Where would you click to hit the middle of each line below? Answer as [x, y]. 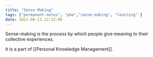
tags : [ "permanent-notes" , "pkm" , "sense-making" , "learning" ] [74, 15]
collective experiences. [30, 39]
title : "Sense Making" [29, 10]
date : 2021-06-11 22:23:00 [34, 19]
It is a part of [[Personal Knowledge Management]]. [59, 49]
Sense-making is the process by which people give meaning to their [77, 34]
